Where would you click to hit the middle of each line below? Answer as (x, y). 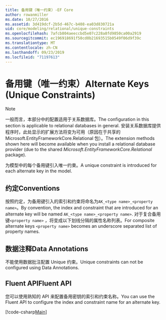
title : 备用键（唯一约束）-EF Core (39, 10)
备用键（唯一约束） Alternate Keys (77, 84)
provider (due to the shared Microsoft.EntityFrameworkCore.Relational (79, 150)
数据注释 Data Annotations (47, 249)
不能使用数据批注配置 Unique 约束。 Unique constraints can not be (74, 262)
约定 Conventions (33, 188)
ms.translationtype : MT (30, 43)
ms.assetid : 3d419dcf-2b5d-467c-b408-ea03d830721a (60, 24)
